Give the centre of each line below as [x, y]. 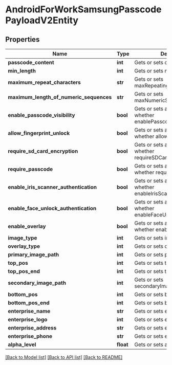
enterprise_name [29, 311]
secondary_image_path [37, 283]
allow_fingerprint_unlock [39, 133]
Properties [23, 39]
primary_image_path [34, 254]
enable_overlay [27, 226]
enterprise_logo [28, 320]
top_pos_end [24, 271]
